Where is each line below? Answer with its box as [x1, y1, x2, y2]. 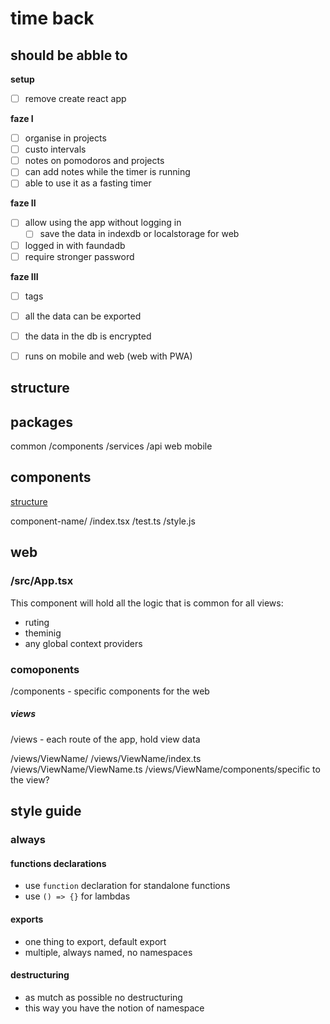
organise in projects [24, 132, 107, 144]
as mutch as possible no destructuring [24, 991, 183, 1003]
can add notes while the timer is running [24, 166, 191, 178]
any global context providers [24, 637, 143, 649]
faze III [10, 270, 39, 282]
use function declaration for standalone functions [24, 880, 231, 892]
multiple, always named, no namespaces [24, 946, 193, 958]
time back [10, 7, 95, 30]
